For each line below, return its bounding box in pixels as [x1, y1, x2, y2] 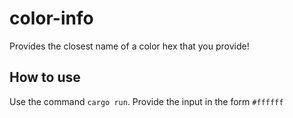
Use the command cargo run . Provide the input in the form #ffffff [9, 95, 284, 107]
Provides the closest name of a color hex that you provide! [9, 40, 250, 52]
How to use [9, 69, 81, 86]
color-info [9, 7, 94, 30]
